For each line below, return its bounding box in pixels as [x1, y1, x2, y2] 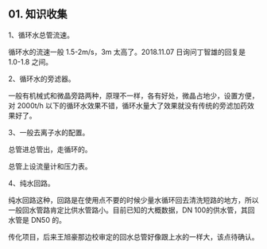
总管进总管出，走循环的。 [8, 144, 92, 154]
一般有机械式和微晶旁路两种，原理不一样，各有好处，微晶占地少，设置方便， [8, 91, 259, 100]
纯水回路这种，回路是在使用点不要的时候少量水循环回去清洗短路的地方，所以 [8, 195, 259, 204]
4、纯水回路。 [8, 178, 56, 188]
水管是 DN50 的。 [8, 215, 66, 224]
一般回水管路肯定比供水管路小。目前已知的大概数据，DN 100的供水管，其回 [8, 205, 255, 215]
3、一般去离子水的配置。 [8, 127, 90, 137]
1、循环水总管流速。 [8, 30, 74, 40]
